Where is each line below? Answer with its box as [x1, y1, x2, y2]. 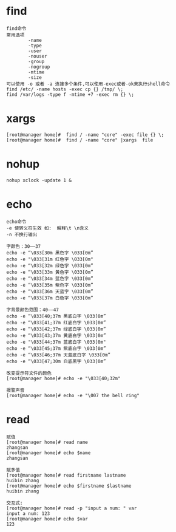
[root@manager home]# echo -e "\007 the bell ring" [6, 392, 140, 398]
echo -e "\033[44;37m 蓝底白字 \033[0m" [6, 339, 106, 345]
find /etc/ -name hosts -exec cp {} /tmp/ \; [6, 86, 123, 92]
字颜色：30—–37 [6, 243, 41, 250]
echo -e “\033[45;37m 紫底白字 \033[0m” [6, 345, 106, 352]
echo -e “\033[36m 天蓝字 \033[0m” [6, 288, 93, 295]
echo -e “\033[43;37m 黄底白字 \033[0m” [6, 332, 106, 338]
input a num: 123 [6, 510, 50, 517]
